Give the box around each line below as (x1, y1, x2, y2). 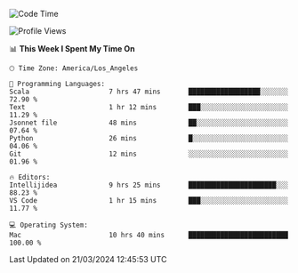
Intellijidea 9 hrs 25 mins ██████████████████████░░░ (9, 181, 289, 189)
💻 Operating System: (9, 221, 89, 229)
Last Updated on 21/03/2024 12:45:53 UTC (9, 254, 167, 264)
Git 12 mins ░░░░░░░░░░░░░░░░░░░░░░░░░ (9, 149, 289, 158)
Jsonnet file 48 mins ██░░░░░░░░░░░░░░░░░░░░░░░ (9, 118, 289, 127)
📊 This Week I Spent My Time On (9, 44, 135, 53)
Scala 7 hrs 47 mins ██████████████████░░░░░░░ (9, 87, 289, 96)
